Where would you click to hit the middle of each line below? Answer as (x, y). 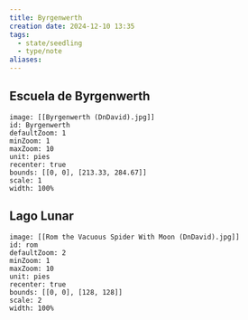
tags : (19, 34)
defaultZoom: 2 (38, 253)
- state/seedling (50, 43)
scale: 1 (26, 180)
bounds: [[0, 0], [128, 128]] (66, 292)
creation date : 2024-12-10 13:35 (72, 26)
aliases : (26, 60)
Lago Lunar (41, 216)
